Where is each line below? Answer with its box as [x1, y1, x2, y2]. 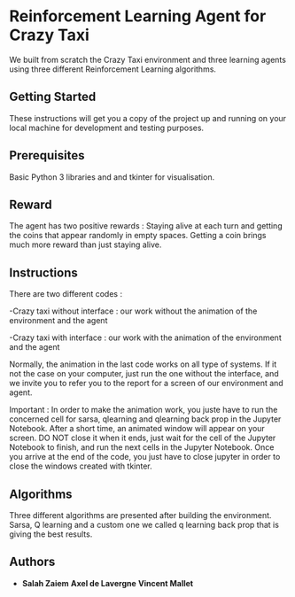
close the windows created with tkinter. [9, 461, 152, 471]
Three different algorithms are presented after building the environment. [9, 510, 272, 520]
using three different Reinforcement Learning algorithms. [9, 64, 217, 74]
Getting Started [9, 89, 97, 105]
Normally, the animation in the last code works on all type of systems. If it [9, 359, 277, 369]
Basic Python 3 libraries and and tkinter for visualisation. [9, 171, 215, 182]
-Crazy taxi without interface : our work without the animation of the [9, 306, 258, 316]
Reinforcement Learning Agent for [9, 6, 267, 27]
